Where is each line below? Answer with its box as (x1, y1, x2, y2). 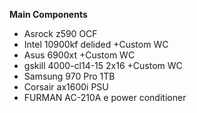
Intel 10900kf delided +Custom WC (23, 39, 169, 50)
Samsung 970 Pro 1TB (23, 70, 116, 82)
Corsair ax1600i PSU (23, 81, 109, 93)
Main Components (9, 9, 88, 20)
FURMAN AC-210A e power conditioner (23, 92, 187, 103)
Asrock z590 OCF (23, 28, 98, 39)
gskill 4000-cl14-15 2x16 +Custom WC (23, 60, 183, 71)
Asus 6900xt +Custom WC (23, 49, 136, 61)
